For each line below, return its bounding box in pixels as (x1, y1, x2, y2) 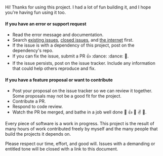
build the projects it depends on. (5, 131, 71, 137)
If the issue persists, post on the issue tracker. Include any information (12, 60, 156, 66)
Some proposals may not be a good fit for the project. (12, 93, 122, 99)
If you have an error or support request (5, 21, 86, 27)
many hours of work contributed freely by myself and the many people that (5, 126, 158, 132)
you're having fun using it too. (5, 9, 66, 15)
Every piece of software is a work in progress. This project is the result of (5, 121, 155, 127)
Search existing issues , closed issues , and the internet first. (12, 37, 134, 43)
